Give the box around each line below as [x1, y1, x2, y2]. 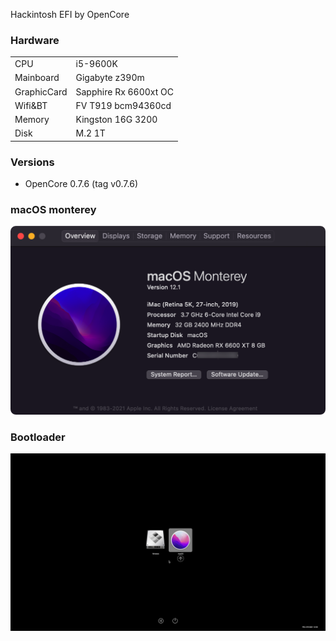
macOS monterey [10, 203, 97, 217]
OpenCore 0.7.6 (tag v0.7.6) [24, 178, 139, 190]
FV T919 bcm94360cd [75, 99, 172, 111]
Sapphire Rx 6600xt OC [75, 85, 175, 98]
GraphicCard [14, 85, 68, 98]
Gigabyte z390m [75, 72, 145, 84]
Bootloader [10, 430, 66, 444]
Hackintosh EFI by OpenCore [10, 9, 130, 20]
